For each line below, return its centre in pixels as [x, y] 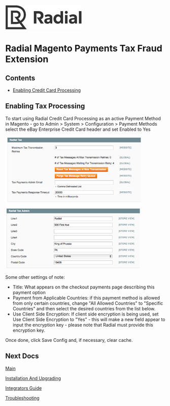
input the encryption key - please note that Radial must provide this [83, 325]
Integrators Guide [24, 388]
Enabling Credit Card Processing [47, 90]
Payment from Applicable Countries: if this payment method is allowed [86, 298]
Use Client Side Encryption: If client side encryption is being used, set [86, 314]
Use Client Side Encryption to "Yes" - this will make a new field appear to [89, 319]
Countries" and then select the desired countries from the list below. [84, 308]
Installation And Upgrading [33, 378]
